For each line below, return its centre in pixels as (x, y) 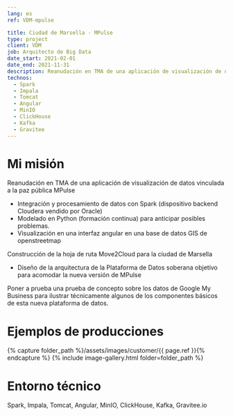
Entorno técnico (54, 386)
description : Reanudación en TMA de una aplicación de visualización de (114, 71)
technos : (20, 78)
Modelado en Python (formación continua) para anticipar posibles (111, 219)
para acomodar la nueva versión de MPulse (79, 275)
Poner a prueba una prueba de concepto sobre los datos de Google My (109, 288)
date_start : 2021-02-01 (42, 59)
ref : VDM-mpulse (31, 20)
